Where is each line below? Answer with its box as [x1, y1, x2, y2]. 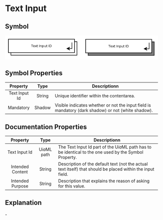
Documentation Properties [5, 123, 87, 131]
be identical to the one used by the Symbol [58, 149, 144, 155]
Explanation [5, 199, 42, 207]
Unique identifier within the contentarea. [55, 93, 135, 98]
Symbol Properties [5, 69, 63, 78]
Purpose [11, 183, 29, 189]
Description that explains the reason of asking [58, 178, 150, 184]
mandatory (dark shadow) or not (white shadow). [55, 107, 153, 113]
